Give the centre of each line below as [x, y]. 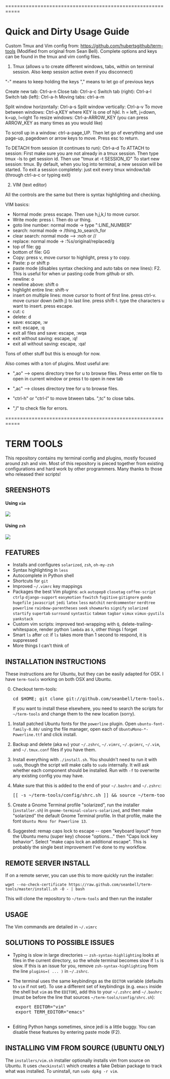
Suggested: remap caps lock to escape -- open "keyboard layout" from [87, 831]
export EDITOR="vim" [41, 1007]
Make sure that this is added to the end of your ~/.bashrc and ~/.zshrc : [87, 786]
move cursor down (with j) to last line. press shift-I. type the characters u [88, 301]
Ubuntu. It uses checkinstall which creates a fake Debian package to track [84, 1066]
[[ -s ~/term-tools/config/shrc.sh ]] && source [74, 795]
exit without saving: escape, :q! [45, 338]
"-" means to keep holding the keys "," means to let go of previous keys [80, 81]
